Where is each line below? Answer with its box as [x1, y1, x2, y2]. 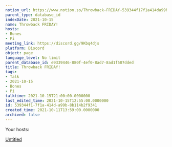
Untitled [5, 136, 22, 142]
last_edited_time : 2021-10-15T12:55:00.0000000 [5, 98, 109, 103]
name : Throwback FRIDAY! [5, 22, 58, 27]
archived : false [5, 112, 40, 118]
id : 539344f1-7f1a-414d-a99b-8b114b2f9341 [5, 103, 97, 108]
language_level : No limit [5, 55, 60, 60]
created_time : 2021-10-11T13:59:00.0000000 [5, 108, 100, 113]
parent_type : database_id [5, 12, 60, 17]
